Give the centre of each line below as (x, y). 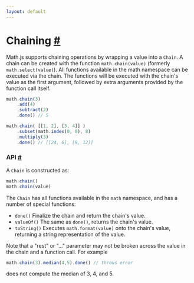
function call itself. (29, 88)
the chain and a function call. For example (57, 252)
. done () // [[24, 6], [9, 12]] (55, 142)
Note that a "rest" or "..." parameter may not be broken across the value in (96, 245)
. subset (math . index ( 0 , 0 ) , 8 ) (54, 131)
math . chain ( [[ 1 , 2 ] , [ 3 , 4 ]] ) (46, 126)
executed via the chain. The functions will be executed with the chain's (92, 76)
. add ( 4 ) (26, 104)
